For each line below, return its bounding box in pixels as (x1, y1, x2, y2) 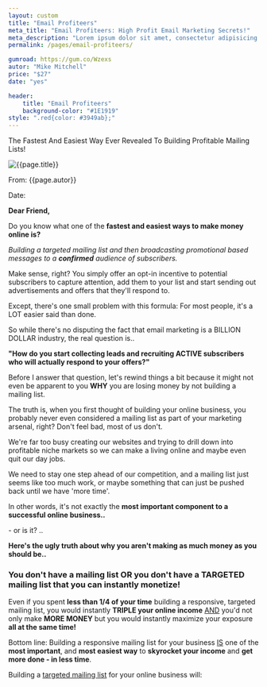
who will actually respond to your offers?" (8, 357, 150, 367)
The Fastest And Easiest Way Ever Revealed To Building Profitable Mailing (8, 136, 250, 145)
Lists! (8, 145, 26, 154)
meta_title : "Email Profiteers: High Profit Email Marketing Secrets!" (8, 26, 250, 34)
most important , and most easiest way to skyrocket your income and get (8, 646, 253, 656)
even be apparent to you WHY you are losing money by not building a (8, 381, 237, 391)
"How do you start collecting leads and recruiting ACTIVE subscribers (8, 349, 245, 358)
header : (8, 92, 34, 100)
